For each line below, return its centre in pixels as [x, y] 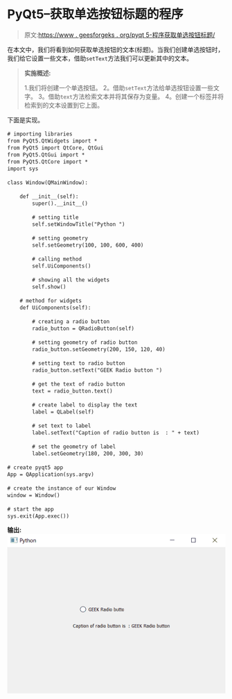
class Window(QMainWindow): [48, 182]
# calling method [57, 259]
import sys [23, 168]
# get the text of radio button [79, 384]
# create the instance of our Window [62, 488]
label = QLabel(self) [63, 412]
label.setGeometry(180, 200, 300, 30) [88, 453]
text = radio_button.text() [72, 391]
